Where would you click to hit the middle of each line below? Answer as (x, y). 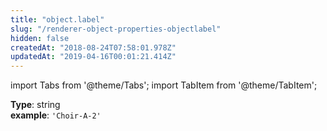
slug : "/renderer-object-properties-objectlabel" (116, 29)
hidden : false (40, 38)
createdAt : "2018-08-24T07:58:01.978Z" (93, 47)
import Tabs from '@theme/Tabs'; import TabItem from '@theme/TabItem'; (164, 85)
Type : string (35, 105)
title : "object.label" (57, 19)
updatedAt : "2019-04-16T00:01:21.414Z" (93, 57)
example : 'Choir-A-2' (56, 115)
